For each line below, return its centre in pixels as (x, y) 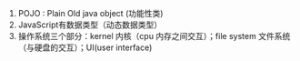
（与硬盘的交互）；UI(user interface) (85, 47)
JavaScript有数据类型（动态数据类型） (90, 25)
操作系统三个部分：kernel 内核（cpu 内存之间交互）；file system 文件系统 (154, 36)
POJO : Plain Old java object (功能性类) (90, 13)
